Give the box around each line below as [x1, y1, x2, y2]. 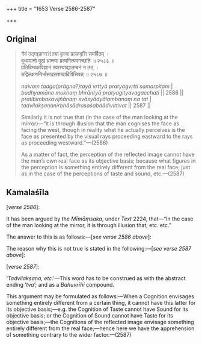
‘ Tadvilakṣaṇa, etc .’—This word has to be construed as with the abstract [6, 274, 186, 282]
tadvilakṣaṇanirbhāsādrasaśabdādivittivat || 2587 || [20, 102, 151, 109]
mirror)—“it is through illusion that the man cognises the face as [20, 120, 179, 127]
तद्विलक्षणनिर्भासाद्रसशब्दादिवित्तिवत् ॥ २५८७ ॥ [20, 70, 108, 78]
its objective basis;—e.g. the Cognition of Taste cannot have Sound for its [6, 305, 188, 313]
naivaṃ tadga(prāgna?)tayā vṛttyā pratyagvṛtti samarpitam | [20, 83, 173, 90]
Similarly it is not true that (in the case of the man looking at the [20, 113, 179, 120]
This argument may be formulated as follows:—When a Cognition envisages [6, 292, 194, 300]
